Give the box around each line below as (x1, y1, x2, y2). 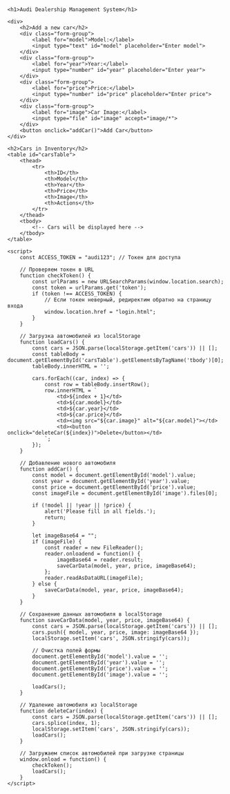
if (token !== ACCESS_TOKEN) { (32, 290, 122, 297)
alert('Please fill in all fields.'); (44, 508, 156, 515)
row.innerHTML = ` (44, 387, 97, 394)
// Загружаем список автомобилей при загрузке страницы (19, 750, 184, 757)
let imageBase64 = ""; (32, 532, 97, 539)
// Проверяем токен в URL (19, 266, 95, 273)
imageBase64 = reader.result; (57, 556, 144, 563)
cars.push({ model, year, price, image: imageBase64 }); (32, 629, 200, 636)
